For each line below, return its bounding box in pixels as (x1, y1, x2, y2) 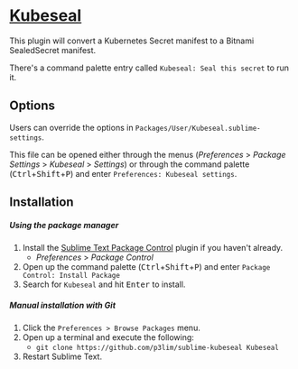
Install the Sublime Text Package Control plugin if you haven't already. (22, 243, 284, 254)
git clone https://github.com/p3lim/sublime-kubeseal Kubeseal (35, 344, 280, 353)
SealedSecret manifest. (9, 44, 97, 55)
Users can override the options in (9, 122, 134, 133)
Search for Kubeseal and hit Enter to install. (22, 279, 186, 290)
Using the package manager (9, 219, 119, 230)
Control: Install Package (22, 272, 120, 281)
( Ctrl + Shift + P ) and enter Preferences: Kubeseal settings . (9, 168, 237, 179)
